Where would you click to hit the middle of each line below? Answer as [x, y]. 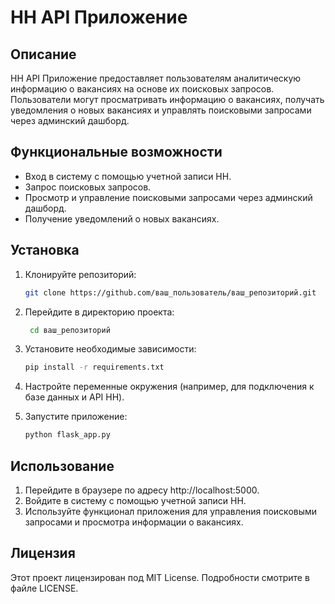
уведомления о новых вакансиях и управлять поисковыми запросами [161, 110]
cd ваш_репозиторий [70, 330]
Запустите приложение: [76, 417]
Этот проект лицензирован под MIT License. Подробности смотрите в [160, 577]
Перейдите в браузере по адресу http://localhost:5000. [142, 490]
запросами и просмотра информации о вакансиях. [134, 522]
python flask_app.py [67, 435]
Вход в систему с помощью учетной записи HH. [128, 176]
